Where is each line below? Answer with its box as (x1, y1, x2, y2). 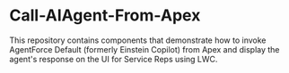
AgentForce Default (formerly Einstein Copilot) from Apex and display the (9, 44, 280, 54)
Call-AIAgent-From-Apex (9, 5, 201, 26)
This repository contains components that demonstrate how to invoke (9, 35, 267, 45)
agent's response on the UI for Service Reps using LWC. (9, 53, 218, 64)
